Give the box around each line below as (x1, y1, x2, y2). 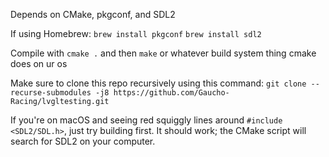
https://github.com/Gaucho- (113, 88, 230, 98)
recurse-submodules (10, 88, 92, 98)
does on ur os (10, 58, 68, 69)
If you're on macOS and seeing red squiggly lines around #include (10, 114, 283, 126)
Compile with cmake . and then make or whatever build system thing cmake (10, 47, 317, 59)
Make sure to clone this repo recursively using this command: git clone (10, 77, 307, 89)
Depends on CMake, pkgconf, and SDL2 (10, 9, 176, 20)
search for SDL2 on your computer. (10, 135, 156, 147)
